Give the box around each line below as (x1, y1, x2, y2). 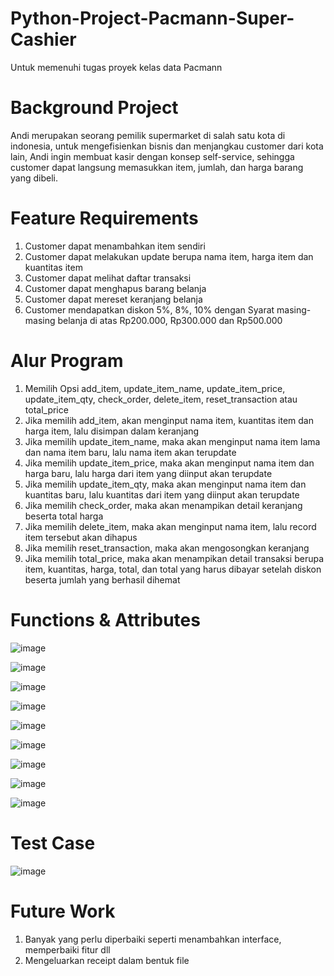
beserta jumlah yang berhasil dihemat (24, 573, 181, 586)
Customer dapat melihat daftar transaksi (24, 272, 192, 284)
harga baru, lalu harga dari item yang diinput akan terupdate (24, 467, 273, 479)
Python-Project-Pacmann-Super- (10, 7, 295, 30)
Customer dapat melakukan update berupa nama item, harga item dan (24, 250, 314, 262)
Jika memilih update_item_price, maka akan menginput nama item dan (24, 457, 315, 469)
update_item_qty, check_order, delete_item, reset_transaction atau (24, 393, 298, 405)
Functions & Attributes (10, 608, 201, 631)
